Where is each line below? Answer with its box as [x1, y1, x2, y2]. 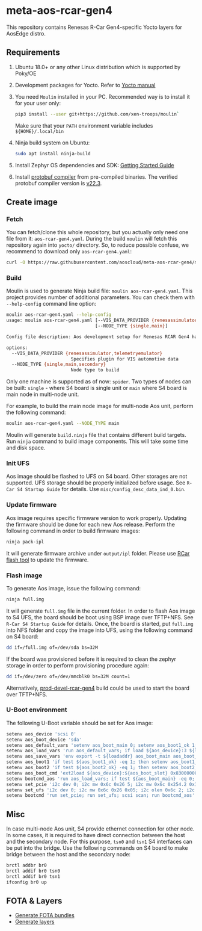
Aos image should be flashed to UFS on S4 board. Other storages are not [6, 473, 188, 480]
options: [6, 344, 28, 351]
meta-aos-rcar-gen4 [6, 4, 113, 17]
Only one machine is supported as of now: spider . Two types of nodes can [6, 378, 192, 385]
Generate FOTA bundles [14, 912, 75, 919]
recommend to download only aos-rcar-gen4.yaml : [6, 248, 132, 255]
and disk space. [6, 444, 46, 451]
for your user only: [14, 99, 61, 107]
